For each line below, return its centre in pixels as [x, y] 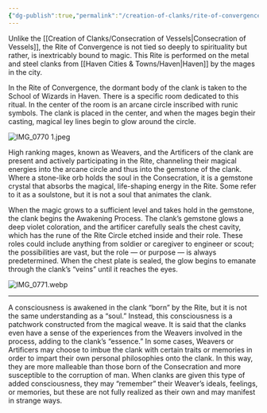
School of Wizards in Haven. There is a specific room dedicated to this [124, 95]
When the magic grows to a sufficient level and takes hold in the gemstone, [131, 210]
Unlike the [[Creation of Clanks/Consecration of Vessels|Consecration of [127, 38]
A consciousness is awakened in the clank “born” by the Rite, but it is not [128, 307]
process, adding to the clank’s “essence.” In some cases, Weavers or [121, 341]
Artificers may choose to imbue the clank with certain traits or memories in [130, 349]
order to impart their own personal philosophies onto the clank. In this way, [131, 358]
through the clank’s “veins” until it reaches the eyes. [93, 269]
